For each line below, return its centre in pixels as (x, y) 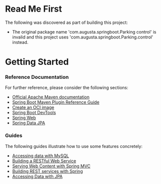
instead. (20, 42)
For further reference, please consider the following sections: (67, 88)
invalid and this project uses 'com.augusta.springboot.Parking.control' (83, 37)
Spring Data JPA (29, 123)
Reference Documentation (37, 77)
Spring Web (24, 118)
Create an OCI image (33, 108)
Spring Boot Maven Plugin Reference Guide (56, 102)
